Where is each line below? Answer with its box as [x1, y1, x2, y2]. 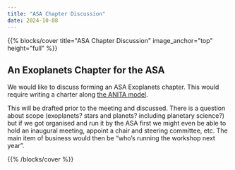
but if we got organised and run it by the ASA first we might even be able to [7, 119, 227, 128]
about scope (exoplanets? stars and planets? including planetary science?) [7, 111, 224, 120]
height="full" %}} [7, 44, 58, 52]
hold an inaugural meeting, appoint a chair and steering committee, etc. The [7, 126, 228, 135]
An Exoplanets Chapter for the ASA [7, 64, 165, 76]
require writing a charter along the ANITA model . [7, 90, 148, 99]
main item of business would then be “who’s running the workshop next [7, 134, 215, 142]
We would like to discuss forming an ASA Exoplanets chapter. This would [7, 83, 219, 92]
